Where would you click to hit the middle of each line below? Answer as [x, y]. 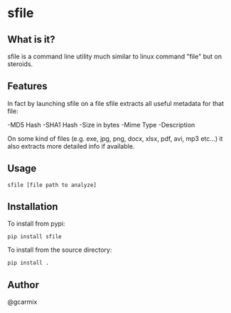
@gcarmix [22, 302]
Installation [33, 207]
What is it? [31, 39]
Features [27, 86]
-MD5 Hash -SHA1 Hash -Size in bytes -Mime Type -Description [101, 124]
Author [23, 285]
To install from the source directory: [60, 250]
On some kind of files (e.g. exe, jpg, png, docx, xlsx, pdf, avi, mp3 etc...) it [115, 138]
